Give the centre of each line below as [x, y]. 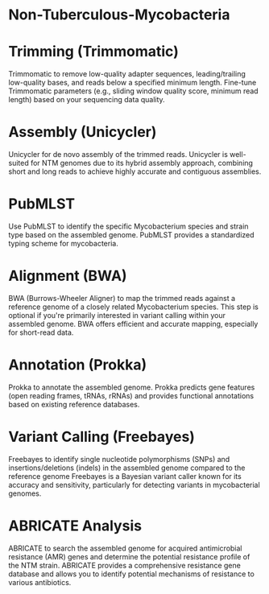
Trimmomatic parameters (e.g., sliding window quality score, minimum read [134, 91]
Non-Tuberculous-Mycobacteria [119, 15]
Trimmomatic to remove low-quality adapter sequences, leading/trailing [127, 74]
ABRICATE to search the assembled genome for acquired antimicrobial [126, 548]
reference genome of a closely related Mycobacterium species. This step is [134, 307]
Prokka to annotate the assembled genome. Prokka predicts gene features [132, 387]
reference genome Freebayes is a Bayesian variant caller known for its [125, 476]
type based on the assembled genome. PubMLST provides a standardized [132, 235]
